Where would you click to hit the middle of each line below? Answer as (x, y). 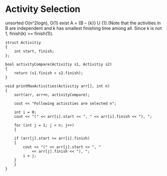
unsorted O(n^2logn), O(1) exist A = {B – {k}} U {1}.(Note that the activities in (83, 23)
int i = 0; (25, 112)
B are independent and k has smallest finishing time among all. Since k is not (83, 28)
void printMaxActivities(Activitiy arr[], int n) (58, 86)
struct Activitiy (23, 43)
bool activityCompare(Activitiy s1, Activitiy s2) (59, 64)
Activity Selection (43, 9)
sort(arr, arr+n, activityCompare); (52, 95)
